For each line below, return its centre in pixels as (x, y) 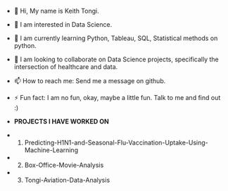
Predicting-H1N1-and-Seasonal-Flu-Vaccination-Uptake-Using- (116, 142)
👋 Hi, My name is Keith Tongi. (57, 11)
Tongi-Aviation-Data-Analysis (67, 180)
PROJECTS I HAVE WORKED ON (61, 121)
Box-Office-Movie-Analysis (64, 165)
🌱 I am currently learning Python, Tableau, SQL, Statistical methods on (116, 38)
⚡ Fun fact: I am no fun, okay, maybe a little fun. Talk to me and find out (117, 98)
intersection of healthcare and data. (66, 67)
